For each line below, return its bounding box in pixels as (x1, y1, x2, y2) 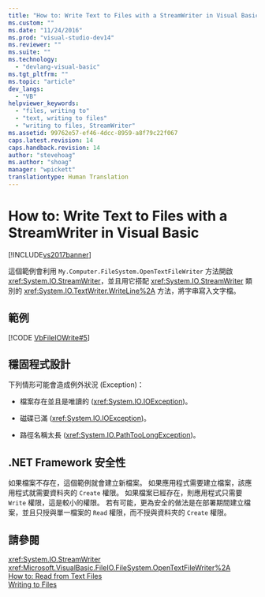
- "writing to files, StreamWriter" (15, 122, 136, 130)
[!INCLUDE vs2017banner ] (8, 250, 92, 259)
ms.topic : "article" (8, 77, 77, 85)
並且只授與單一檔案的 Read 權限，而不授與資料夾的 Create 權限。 (21, 508, 231, 517)
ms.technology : (8, 56, 58, 64)
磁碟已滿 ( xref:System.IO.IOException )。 (19, 414, 151, 423)
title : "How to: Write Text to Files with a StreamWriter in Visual (8, 11, 238, 20)
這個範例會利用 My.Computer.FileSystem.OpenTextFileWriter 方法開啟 (8, 266, 233, 276)
